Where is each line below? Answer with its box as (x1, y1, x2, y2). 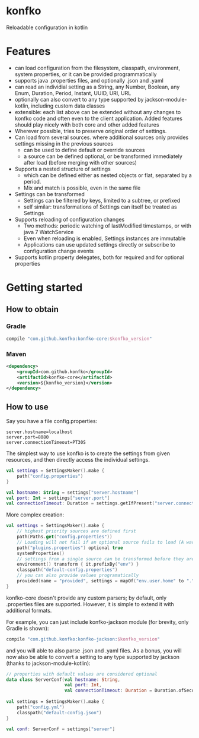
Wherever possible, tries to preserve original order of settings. (14, 127, 167, 134)
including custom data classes (31, 102, 105, 109)
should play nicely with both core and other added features (14, 121, 159, 128)
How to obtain (6, 304, 59, 314)
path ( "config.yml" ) (17, 704, 65, 710)
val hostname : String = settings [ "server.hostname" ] (6, 489, 139, 496)
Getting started (6, 281, 83, 295)
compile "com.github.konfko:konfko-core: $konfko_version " (6, 336, 152, 342)
